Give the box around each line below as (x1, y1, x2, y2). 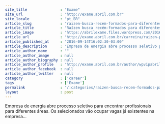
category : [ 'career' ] (5, 76, 87, 81)
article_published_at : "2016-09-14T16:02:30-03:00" (5, 39, 124, 44)
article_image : (5, 30, 63, 35)
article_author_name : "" (5, 48, 69, 53)
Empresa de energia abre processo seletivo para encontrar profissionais (5, 103, 151, 109)
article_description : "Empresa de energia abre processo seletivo (5, 44, 157, 49)
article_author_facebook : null (5, 67, 74, 72)
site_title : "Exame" (5, 7, 80, 12)
